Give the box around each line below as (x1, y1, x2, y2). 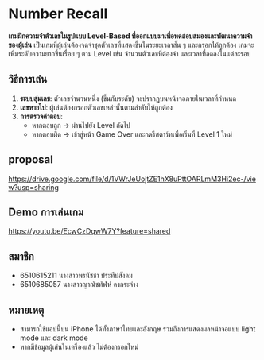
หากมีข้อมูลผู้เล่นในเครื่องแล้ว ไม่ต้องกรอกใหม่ (19, 343, 139, 351)
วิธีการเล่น (8, 72, 48, 86)
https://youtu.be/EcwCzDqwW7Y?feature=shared (8, 226, 171, 236)
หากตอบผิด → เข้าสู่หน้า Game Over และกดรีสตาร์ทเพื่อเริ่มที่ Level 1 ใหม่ (31, 129, 233, 139)
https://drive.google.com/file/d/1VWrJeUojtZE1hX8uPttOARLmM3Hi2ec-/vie (8, 174, 257, 184)
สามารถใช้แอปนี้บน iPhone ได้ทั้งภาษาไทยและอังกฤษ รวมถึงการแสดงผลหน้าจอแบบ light (19, 324, 256, 334)
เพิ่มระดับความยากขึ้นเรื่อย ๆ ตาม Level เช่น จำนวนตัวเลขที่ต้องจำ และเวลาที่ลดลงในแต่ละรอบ (8, 48, 251, 58)
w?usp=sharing (8, 182, 60, 192)
